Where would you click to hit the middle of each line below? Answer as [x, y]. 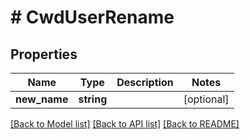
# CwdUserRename [92, 17]
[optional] [206, 99]
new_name [42, 99]
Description [145, 82]
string [93, 99]
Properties [44, 54]
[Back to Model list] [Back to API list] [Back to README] [125, 124]
